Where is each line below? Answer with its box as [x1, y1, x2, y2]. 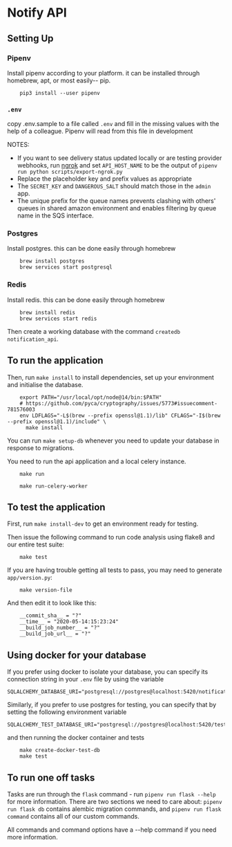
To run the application [7, 355, 104, 366]
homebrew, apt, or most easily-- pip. [7, 76, 111, 84]
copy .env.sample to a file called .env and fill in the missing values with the [7, 120, 220, 128]
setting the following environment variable [7, 708, 127, 716]
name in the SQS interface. [17, 211, 95, 220]
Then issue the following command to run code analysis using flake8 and [7, 533, 215, 542]
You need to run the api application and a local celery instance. [7, 457, 186, 465]
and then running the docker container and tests [7, 733, 145, 742]
